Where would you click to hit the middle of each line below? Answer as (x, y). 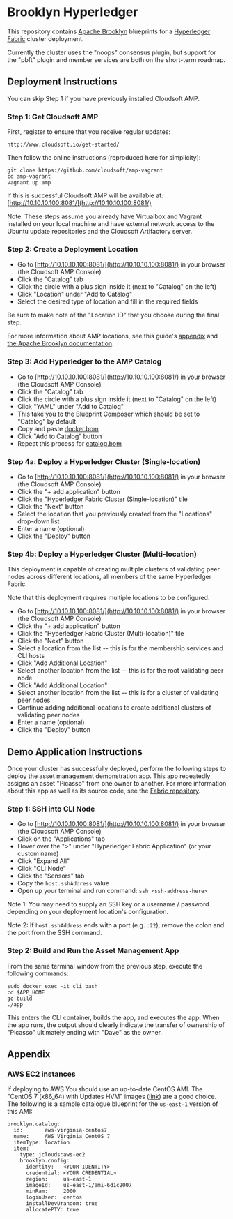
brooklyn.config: (45, 1161)
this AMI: (20, 1112)
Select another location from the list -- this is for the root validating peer (120, 671)
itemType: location (42, 1143)
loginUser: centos (54, 1197)
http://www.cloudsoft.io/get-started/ (63, 145)
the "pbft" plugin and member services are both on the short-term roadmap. (116, 59)
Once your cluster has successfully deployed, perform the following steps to (117, 769)
